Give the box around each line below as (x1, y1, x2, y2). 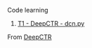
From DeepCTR (7, 33, 52, 41)
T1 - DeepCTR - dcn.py (17, 19, 85, 27)
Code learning (7, 6, 48, 14)
